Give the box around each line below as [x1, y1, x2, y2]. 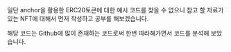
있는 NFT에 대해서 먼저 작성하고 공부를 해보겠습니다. [7, 14, 149, 23]
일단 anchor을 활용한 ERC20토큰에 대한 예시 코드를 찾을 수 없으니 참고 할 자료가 [7, 6, 224, 14]
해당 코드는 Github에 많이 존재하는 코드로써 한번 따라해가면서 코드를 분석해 [7, 29, 209, 37]
